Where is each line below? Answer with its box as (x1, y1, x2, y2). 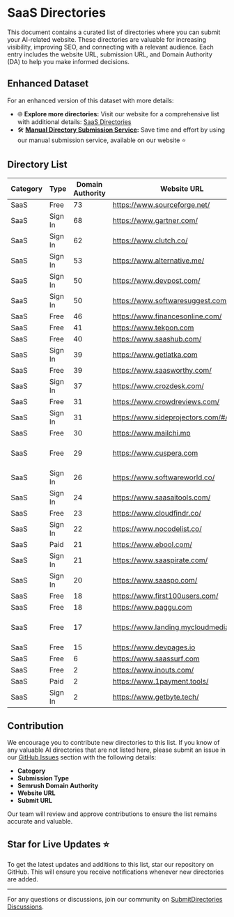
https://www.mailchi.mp (112, 428, 191, 438)
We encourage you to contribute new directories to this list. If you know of (7, 739, 220, 747)
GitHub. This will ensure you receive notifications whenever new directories (7, 868, 224, 876)
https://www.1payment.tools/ (112, 676, 209, 686)
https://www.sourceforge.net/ (112, 200, 210, 210)
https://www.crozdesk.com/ (112, 381, 204, 391)
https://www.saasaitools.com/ (112, 493, 211, 502)
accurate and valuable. (7, 817, 73, 826)
